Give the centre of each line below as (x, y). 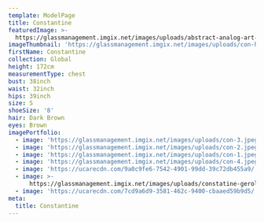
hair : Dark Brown (37, 118)
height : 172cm (31, 67)
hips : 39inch (29, 96)
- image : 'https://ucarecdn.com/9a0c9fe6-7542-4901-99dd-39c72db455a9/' (137, 169)
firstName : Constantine (47, 52)
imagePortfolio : (35, 132)
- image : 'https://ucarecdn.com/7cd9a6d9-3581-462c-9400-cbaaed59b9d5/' (137, 191)
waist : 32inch (31, 89)
